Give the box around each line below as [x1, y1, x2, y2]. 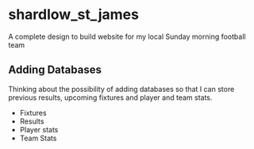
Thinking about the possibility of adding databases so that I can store [8, 84, 235, 94]
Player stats [19, 124, 59, 134]
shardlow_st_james [8, 6, 139, 24]
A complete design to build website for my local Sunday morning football [8, 32, 246, 41]
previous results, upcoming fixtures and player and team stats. [8, 93, 213, 102]
